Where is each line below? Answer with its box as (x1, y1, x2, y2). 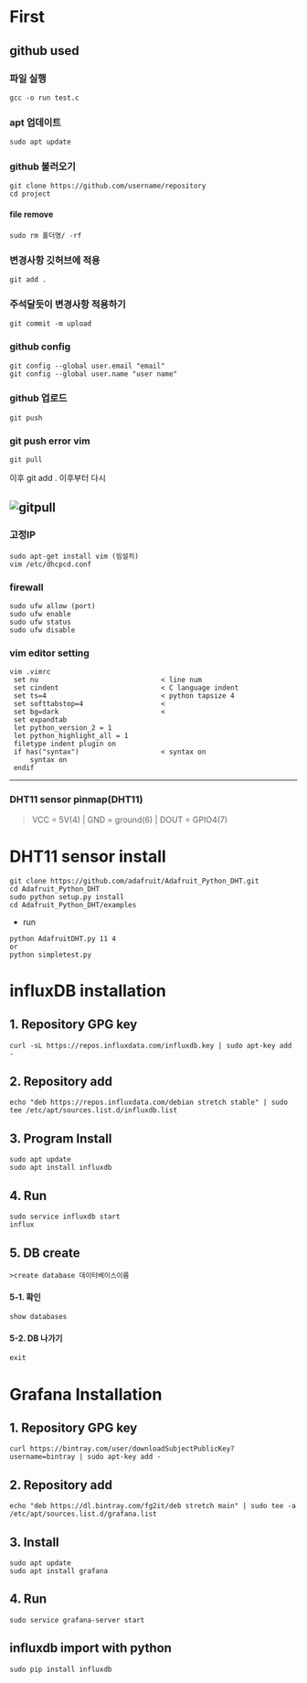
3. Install (9, 1534, 59, 1549)
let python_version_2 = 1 (13, 724, 112, 733)
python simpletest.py (9, 949, 92, 959)
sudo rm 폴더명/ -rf (9, 230, 82, 240)
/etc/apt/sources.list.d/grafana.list (9, 1509, 157, 1519)
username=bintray (9, 1453, 76, 1462)
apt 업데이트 (9, 116, 61, 129)
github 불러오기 (9, 160, 76, 173)
